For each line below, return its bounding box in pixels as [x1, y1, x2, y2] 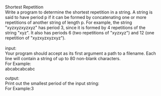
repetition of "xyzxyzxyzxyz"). [5, 35, 66, 41]
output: [5, 75, 19, 81]
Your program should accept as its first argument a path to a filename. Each [5, 50, 156, 56]
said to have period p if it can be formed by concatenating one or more [5, 15, 146, 20]
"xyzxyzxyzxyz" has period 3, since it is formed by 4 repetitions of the [5, 25, 146, 31]
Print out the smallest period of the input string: [5, 80, 99, 86]
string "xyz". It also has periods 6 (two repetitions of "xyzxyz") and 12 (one [5, 30, 155, 35]
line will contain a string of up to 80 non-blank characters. [5, 56, 121, 61]
